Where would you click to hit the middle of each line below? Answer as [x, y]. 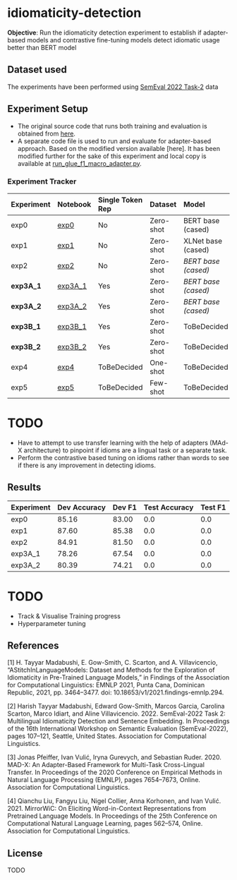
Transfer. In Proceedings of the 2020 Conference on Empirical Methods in [115, 772]
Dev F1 [125, 507]
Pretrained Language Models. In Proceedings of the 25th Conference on [112, 816]
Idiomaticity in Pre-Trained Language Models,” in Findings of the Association [119, 677]
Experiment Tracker [42, 181]
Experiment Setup [48, 109]
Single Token [120, 200]
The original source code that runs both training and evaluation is [112, 126]
